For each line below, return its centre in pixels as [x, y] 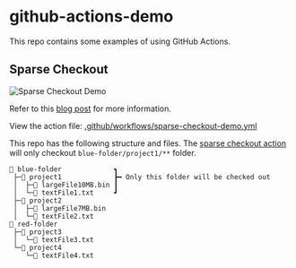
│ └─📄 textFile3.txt [53, 239]
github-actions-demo [91, 17]
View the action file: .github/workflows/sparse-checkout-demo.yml [133, 125]
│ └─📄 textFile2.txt [53, 216]
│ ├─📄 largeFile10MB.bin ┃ [65, 185]
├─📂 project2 [38, 200]
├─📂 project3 [38, 232]
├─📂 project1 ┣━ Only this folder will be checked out [142, 177]
